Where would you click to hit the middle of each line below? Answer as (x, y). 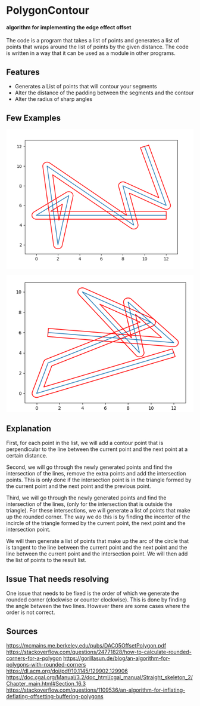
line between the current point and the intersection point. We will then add (97, 554)
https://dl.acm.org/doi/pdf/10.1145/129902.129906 (67, 671)
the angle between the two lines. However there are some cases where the (98, 606)
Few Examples (34, 118)
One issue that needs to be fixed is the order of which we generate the (93, 593)
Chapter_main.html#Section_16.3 (46, 683)
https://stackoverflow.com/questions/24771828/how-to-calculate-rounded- (99, 652)
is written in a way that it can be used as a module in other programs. (91, 53)
